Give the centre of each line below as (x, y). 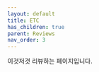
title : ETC (23, 20)
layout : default (31, 14)
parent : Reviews (31, 34)
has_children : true (36, 27)
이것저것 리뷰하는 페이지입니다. (50, 61)
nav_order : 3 (27, 40)
